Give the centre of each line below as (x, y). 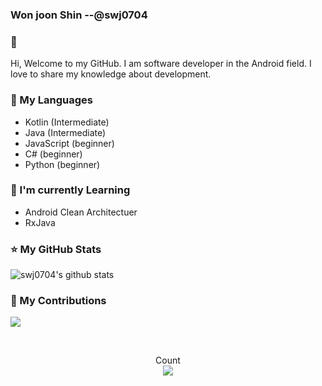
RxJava (40, 222)
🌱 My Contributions (58, 301)
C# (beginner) (53, 154)
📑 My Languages (51, 100)
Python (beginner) (62, 164)
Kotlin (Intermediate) (67, 122)
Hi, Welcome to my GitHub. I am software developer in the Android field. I (161, 64)
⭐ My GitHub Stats (56, 249)
